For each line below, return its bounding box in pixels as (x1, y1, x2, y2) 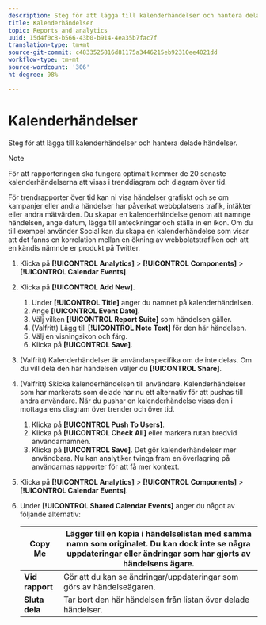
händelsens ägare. (123, 558, 195, 569)
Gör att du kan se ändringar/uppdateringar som (63, 571, 239, 582)
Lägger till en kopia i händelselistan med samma (66, 528, 252, 539)
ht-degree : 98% (8, 71, 59, 79)
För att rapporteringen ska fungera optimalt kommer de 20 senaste (8, 168, 226, 178)
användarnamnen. (31, 436, 91, 446)
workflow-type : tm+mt (8, 56, 80, 64)
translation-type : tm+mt (8, 41, 90, 49)
